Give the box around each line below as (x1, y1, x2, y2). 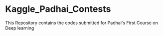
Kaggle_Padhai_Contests (5, 3, 111, 15)
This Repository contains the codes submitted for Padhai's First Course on (5, 20, 159, 26)
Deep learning (5, 25, 34, 31)
